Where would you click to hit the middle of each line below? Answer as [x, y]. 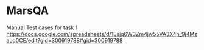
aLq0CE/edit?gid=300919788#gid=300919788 [65, 40]
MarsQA [27, 11]
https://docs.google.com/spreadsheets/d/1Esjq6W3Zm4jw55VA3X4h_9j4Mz [102, 34]
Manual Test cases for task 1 [42, 27]
